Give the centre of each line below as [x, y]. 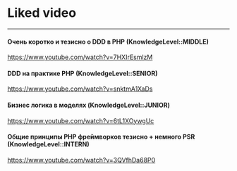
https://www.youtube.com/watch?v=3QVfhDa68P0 [81, 160]
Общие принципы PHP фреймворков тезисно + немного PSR [101, 137]
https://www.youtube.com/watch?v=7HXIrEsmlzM [80, 57]
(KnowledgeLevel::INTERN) [48, 144]
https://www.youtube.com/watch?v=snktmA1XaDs [80, 89]
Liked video [42, 13]
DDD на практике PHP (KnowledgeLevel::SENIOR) [83, 73]
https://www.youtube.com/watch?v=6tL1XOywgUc [81, 120]
